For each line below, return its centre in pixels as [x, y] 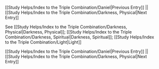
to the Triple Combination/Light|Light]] [43, 42]
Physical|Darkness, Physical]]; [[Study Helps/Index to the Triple [68, 32]
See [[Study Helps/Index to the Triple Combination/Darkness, [66, 27]
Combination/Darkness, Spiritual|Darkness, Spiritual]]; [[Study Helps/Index [79, 37]
